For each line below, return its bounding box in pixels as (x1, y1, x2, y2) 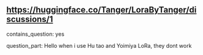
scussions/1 (6, 15, 53, 25)
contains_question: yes (6, 30, 64, 37)
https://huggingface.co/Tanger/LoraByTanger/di (6, 5, 197, 15)
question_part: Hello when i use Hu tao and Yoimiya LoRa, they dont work (6, 42, 192, 49)
